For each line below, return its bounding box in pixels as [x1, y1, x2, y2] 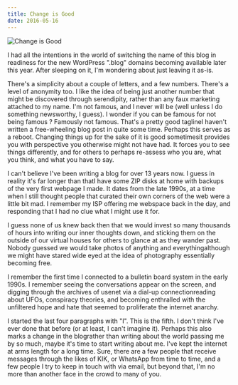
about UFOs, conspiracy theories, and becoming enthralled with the [7, 295, 206, 304]
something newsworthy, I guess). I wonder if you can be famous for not [7, 110, 217, 118]
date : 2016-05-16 [7, 17, 59, 24]
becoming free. [7, 258, 53, 267]
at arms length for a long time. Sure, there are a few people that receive [7, 346, 217, 355]
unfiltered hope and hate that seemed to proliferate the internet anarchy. [7, 302, 219, 311]
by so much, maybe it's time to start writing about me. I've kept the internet [7, 339, 227, 348]
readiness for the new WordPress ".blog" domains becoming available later [7, 58, 227, 66]
